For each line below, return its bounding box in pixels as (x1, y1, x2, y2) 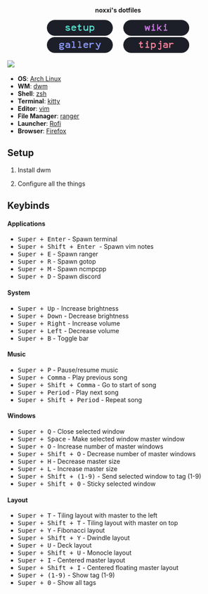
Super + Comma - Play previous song (17, 373, 128, 382)
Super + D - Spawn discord (17, 272, 101, 280)
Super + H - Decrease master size (17, 457, 121, 466)
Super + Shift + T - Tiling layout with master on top (17, 519, 178, 527)
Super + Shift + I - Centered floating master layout (17, 564, 179, 572)
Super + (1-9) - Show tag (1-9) (17, 571, 115, 579)
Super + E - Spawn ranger (17, 250, 98, 259)
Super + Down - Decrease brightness (17, 311, 129, 320)
